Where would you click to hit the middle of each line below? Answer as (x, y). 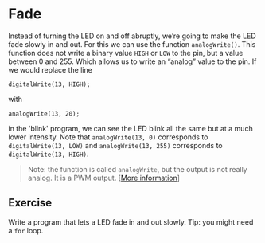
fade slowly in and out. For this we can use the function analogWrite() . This (132, 44)
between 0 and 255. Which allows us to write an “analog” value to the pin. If (132, 61)
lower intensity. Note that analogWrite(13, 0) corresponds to (108, 137)
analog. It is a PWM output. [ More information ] (104, 178)
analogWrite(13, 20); (44, 114)
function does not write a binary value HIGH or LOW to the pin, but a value (126, 53)
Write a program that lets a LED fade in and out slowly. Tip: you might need (131, 222)
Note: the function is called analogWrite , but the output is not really (138, 169)
